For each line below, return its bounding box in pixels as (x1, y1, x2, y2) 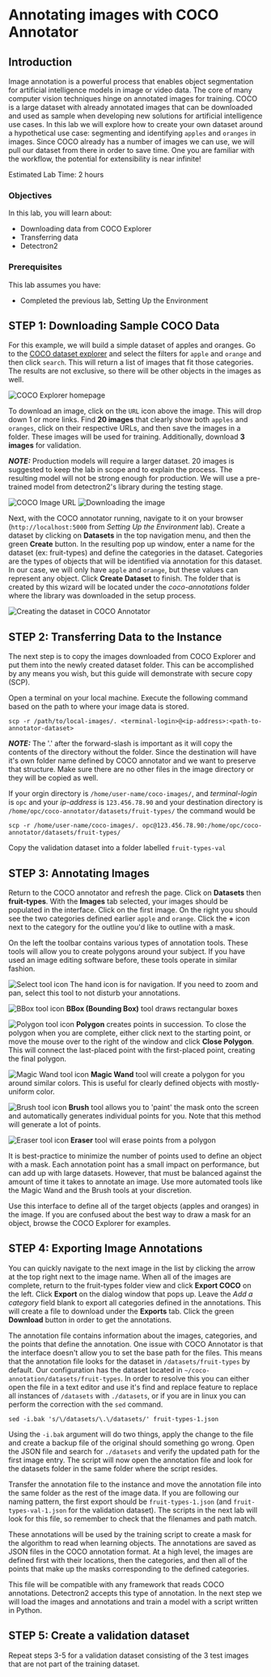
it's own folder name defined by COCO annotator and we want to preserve (8, 756, 256, 766)
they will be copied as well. (8, 773, 99, 783)
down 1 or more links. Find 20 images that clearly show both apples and (8, 415, 248, 424)
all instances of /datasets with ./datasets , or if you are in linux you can (8, 1390, 247, 1400)
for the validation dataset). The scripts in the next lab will (68, 1505, 257, 1515)
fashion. (8, 964, 36, 973)
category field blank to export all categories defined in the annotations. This (8, 1297, 261, 1307)
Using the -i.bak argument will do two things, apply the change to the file (8, 1429, 254, 1439)
